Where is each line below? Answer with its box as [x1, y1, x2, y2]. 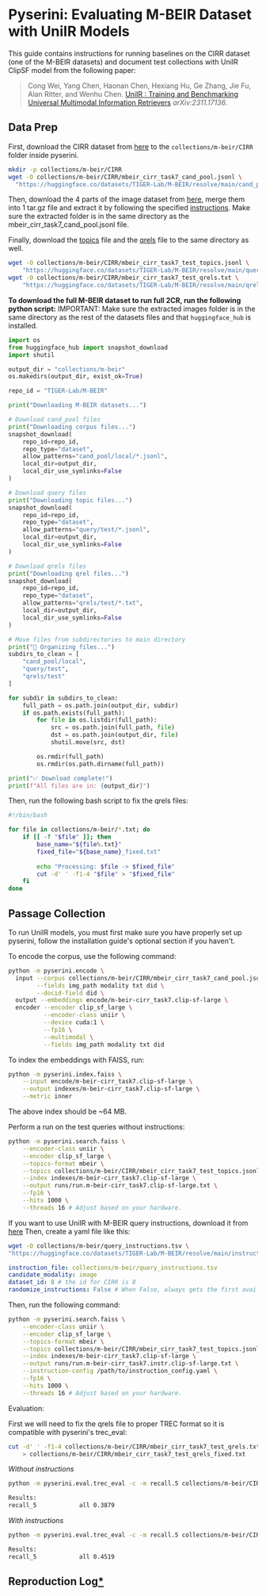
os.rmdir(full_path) [36, 752, 104, 761]
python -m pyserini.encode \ [8, 966, 104, 975]
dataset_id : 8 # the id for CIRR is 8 [8, 1279, 136, 1287]
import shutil [8, 351, 55, 359]
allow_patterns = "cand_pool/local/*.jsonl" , [22, 452, 169, 461]
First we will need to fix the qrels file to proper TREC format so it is [8, 1418, 225, 1429]
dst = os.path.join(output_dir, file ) [50, 731, 179, 739]
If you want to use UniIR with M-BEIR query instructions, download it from [8, 1218, 249, 1227]
